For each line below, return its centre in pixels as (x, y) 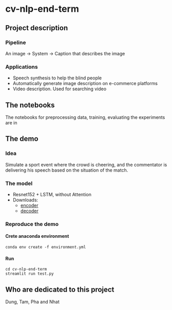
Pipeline (16, 43)
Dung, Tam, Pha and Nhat (33, 302)
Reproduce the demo (32, 224)
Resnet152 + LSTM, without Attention (52, 194)
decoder (29, 211)
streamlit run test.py (30, 274)
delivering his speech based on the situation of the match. (67, 170)
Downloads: (25, 200)
